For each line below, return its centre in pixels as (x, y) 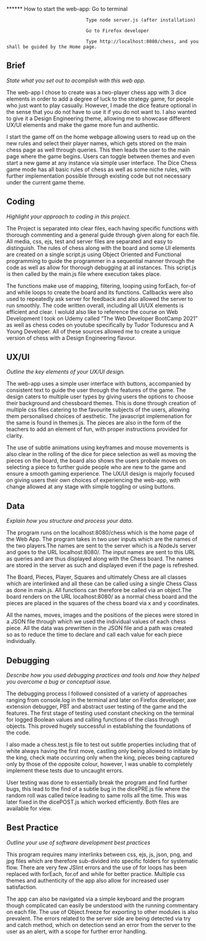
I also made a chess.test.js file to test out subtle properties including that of (101, 745)
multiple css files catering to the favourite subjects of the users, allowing (98, 410)
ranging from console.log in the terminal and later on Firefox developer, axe (101, 700)
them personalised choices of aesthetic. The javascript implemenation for (99, 416)
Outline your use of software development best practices (78, 842)
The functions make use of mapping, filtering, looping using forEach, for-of (101, 286)
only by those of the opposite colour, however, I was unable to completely (100, 764)
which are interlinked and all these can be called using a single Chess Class (102, 584)
